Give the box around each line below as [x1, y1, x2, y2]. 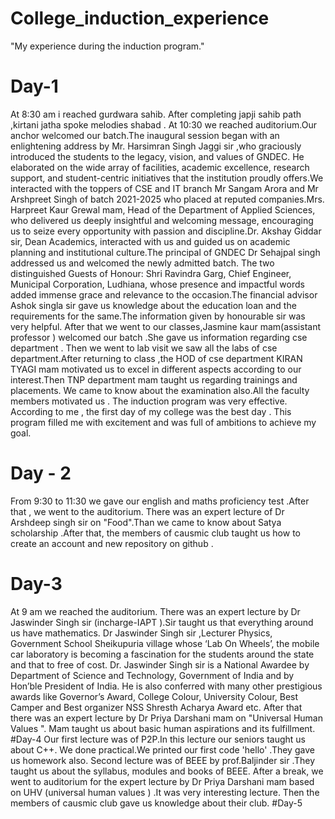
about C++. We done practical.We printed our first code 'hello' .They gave [10, 743, 315, 756]
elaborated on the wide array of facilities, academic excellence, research [10, 161, 310, 173]
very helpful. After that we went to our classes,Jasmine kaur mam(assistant [10, 320, 321, 332]
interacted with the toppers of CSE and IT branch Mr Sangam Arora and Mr [10, 182, 319, 194]
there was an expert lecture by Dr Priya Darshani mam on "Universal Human [10, 712, 323, 724]
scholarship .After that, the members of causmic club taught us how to [10, 527, 301, 539]
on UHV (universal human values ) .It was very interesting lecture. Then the [10, 786, 320, 798]
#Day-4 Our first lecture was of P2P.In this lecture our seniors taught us [10, 733, 307, 745]
